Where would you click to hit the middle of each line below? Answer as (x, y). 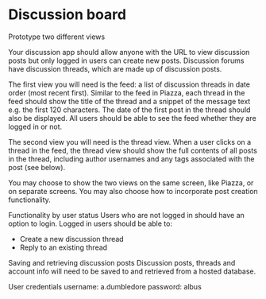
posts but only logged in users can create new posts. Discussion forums (126, 60)
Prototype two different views (57, 37)
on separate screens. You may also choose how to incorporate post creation (133, 191)
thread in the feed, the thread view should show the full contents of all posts (133, 150)
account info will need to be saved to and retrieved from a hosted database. (132, 271)
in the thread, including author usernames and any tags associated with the (131, 159)
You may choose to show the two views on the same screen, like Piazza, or (131, 183)
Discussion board (67, 15)
